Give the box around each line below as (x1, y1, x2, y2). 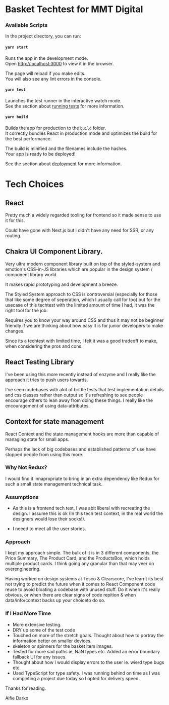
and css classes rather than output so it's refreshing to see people (5, 392, 143, 398)
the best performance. (5, 136, 52, 142)
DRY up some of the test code (12, 627, 76, 633)
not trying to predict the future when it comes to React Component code (5, 581, 155, 587)
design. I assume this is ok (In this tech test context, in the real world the (12, 510, 163, 516)
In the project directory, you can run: (5, 33, 81, 39)
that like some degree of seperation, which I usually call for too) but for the (5, 296, 160, 303)
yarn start (5, 45, 28, 50)
